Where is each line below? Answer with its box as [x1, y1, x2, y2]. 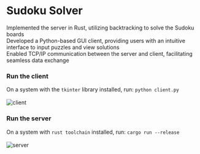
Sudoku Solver [6, 4, 83, 18]
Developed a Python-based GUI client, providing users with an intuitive [6, 37, 186, 44]
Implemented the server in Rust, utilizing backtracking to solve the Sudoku [6, 24, 194, 31]
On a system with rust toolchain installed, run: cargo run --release [6, 128, 180, 136]
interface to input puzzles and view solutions [6, 44, 120, 51]
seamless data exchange [6, 56, 69, 64]
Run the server [6, 114, 52, 123]
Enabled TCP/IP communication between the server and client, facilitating [6, 50, 193, 57]
